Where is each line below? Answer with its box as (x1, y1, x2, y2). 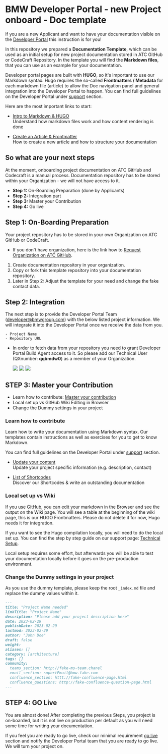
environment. (5, 561, 33, 567)
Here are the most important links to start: (5, 103, 92, 109)
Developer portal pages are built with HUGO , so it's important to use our (5, 72, 155, 78)
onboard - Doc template (5, 14, 107, 26)
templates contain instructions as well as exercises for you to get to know (5, 434, 157, 440)
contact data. (12, 283, 40, 289)
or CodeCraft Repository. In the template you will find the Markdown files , (5, 57, 159, 63)
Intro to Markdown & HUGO (12, 113, 69, 119)
